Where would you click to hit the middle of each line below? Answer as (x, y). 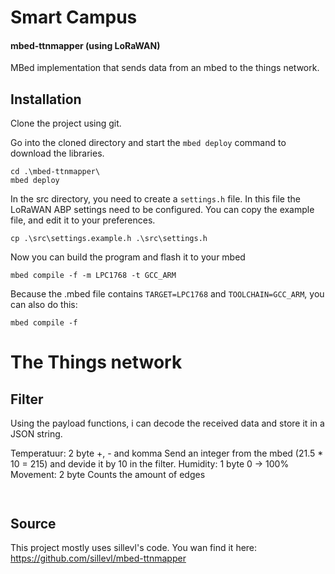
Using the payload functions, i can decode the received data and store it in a (167, 423)
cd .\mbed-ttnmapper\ (55, 172)
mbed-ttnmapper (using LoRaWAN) (85, 45)
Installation (46, 99)
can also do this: (44, 305)
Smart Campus (74, 17)
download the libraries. (57, 153)
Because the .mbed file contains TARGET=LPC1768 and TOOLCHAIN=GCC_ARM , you (167, 294)
